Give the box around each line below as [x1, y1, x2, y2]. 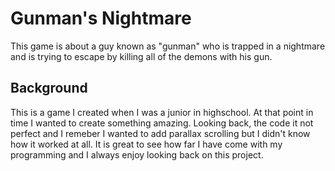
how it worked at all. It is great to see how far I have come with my [10, 138, 283, 150]
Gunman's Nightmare [10, 7, 192, 30]
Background [10, 80, 88, 97]
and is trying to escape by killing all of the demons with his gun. [10, 50, 273, 62]
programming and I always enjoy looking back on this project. [10, 148, 264, 161]
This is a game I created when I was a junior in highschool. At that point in [10, 106, 314, 118]
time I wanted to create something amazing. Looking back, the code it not [10, 117, 314, 129]
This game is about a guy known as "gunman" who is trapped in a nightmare [10, 40, 326, 52]
